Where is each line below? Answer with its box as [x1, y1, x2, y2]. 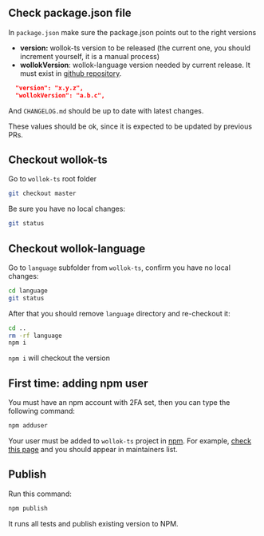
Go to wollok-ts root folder [8, 174, 97, 184]
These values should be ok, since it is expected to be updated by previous [8, 121, 253, 131]
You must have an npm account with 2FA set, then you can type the [8, 398, 231, 407]
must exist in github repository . [19, 68, 122, 78]
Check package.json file [8, 6, 132, 20]
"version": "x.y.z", [15, 84, 84, 92]
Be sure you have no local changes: [8, 204, 126, 214]
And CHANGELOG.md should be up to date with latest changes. [8, 105, 204, 115]
